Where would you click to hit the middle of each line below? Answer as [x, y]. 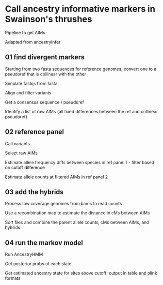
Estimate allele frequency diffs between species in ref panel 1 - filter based [80, 162]
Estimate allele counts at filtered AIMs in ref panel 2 [57, 177]
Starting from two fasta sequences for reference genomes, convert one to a [81, 69]
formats [13, 278]
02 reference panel [34, 132]
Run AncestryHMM [24, 255]
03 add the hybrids [34, 192]
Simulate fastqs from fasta [31, 83]
